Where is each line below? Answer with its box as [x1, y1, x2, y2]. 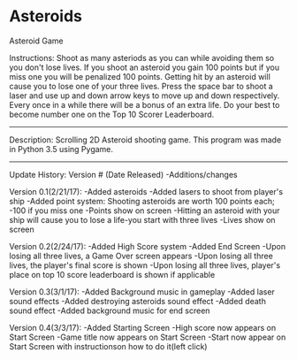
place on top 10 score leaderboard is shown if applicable [9, 269, 216, 280]
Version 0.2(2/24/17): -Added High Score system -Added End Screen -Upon [9, 241, 286, 251]
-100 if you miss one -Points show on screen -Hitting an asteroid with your [9, 205, 280, 216]
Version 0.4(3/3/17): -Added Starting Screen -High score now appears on [9, 322, 277, 333]
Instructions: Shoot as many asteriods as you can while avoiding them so [9, 52, 275, 63]
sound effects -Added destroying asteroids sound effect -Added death [9, 295, 267, 306]
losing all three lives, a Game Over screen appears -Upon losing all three [9, 250, 274, 261]
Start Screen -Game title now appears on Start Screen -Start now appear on [9, 332, 286, 342]
